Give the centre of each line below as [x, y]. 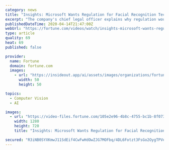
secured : [14, 140]
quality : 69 [18, 38]
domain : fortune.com [31, 66]
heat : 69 [14, 43]
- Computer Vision [29, 98]
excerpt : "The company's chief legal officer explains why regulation [81, 19]
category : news [21, 10]
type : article [20, 33]
